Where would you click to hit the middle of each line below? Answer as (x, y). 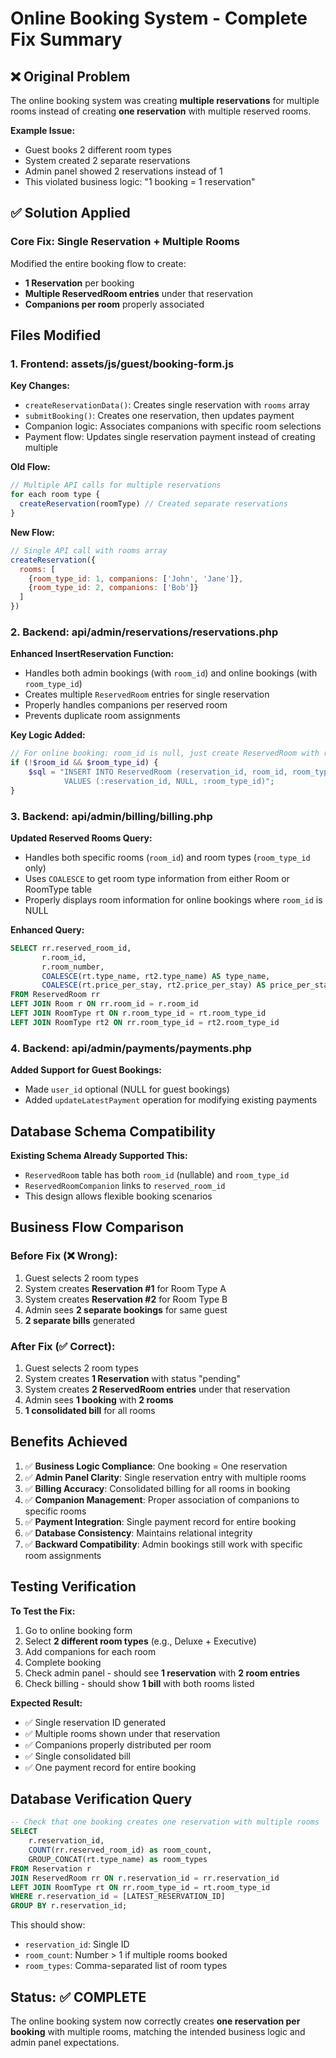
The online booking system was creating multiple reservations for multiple (165, 100)
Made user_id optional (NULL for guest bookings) (127, 1089)
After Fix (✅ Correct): (63, 1346)
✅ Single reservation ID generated (95, 1722)
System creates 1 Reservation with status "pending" (132, 1378)
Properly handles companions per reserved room (126, 705)
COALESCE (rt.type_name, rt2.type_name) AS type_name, (156, 976)
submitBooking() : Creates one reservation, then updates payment (159, 416)
